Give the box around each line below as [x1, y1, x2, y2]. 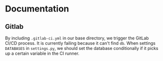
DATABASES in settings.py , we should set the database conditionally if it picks [5, 46, 159, 51]
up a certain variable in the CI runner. [5, 50, 79, 56]
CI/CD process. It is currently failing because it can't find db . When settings [5, 40, 156, 46]
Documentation [5, 3, 70, 14]
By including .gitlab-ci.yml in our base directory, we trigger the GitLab [5, 35, 149, 41]
